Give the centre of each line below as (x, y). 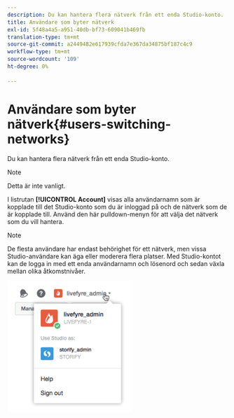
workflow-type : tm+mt (39, 52)
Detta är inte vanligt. (36, 186)
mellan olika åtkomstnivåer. (47, 271)
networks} (39, 139)
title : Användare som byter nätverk (61, 22)
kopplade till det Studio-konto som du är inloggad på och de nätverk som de (117, 207)
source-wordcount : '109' (43, 60)
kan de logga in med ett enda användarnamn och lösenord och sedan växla (116, 263)
